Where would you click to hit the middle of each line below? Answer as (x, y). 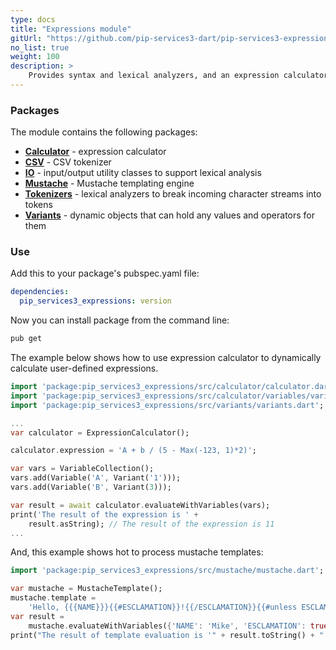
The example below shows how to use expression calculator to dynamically (166, 358)
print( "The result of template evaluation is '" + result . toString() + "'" (171, 635)
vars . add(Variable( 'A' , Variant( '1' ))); (96, 478)
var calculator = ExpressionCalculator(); (100, 432)
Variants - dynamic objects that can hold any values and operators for (170, 215)
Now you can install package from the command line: (120, 320)
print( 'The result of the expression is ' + (104, 514)
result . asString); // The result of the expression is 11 (151, 524)
